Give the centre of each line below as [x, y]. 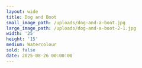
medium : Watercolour [32, 45]
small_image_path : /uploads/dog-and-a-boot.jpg [66, 22]
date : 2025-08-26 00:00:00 [39, 56]
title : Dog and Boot [32, 17]
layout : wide [22, 12]
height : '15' [22, 39]
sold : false [21, 50]
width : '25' [21, 34]
